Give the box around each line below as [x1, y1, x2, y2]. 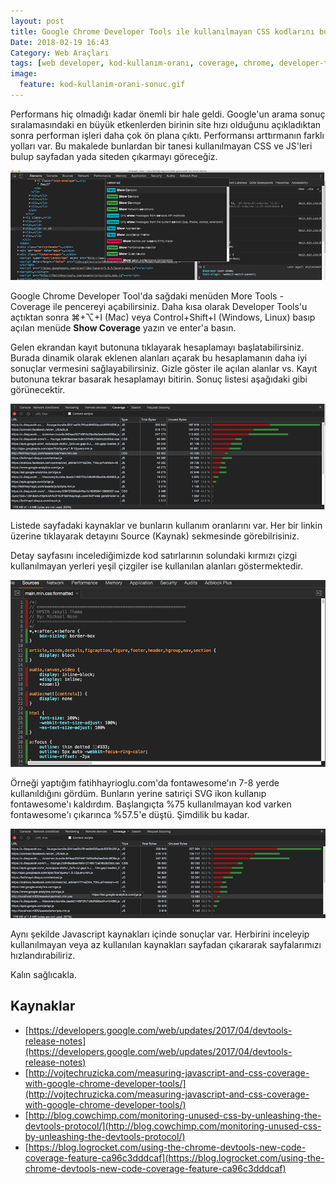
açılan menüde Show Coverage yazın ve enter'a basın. [10, 322, 237, 334]
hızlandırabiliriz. [10, 950, 76, 962]
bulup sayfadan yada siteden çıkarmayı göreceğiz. [10, 150, 218, 162]
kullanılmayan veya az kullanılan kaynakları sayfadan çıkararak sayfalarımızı [10, 939, 322, 951]
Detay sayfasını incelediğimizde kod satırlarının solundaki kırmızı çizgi [10, 549, 298, 561]
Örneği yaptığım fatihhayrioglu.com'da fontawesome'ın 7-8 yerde [10, 777, 280, 789]
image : [10, 69, 38, 79]
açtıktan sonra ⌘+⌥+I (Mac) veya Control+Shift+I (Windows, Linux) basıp [10, 311, 316, 323]
